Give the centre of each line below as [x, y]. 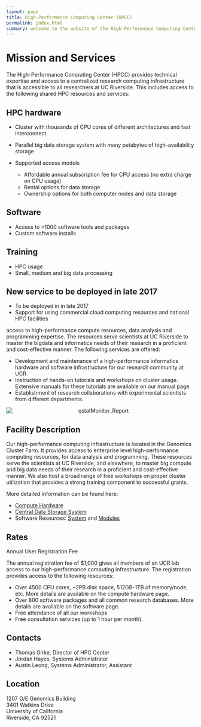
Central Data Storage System [51, 512]
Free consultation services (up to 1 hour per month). [79, 619]
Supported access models [47, 163]
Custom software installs [45, 233]
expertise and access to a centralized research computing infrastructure [95, 81]
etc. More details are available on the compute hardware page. [92, 594]
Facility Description [43, 430]
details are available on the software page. [67, 607]
